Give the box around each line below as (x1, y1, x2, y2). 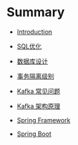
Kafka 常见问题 (16, 87, 60, 95)
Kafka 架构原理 (16, 101, 60, 110)
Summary (6, 4, 65, 20)
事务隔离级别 (16, 72, 54, 80)
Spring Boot (16, 130, 52, 138)
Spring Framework (16, 115, 71, 124)
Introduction (16, 27, 53, 36)
